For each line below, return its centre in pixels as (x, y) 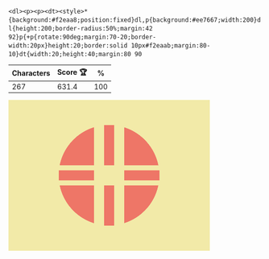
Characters (31, 73)
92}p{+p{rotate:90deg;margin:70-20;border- (83, 37)
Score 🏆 (72, 72)
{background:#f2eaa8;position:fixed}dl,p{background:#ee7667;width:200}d (135, 20)
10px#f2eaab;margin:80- (171, 46)
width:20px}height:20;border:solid (68, 46)
